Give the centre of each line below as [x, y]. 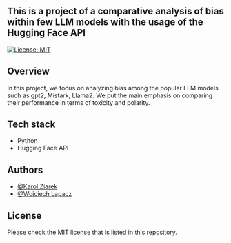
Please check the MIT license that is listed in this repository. [92, 232]
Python [27, 141]
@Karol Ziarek [37, 186]
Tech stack [31, 125]
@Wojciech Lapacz [44, 194]
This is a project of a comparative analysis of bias [115, 11]
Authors [25, 169]
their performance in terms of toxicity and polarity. [79, 102]
